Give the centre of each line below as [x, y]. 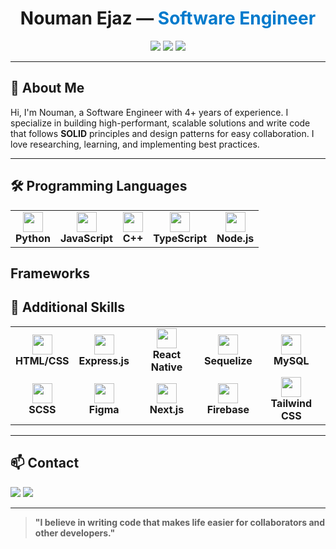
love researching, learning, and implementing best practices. [135, 144]
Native [166, 367]
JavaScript [86, 238]
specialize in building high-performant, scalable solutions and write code [160, 123]
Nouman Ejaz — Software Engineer [168, 18]
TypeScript [180, 238]
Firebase [228, 409]
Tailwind [291, 403]
